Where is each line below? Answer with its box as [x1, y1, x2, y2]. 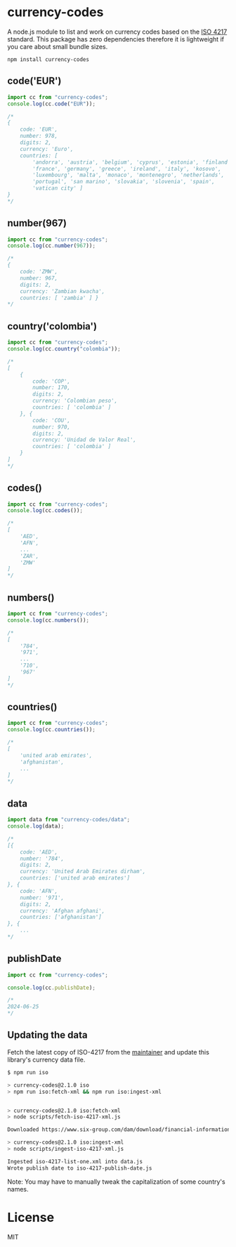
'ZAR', [20, 552, 39, 559]
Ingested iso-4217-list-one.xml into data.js [7, 1158, 143, 1165]
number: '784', [20, 855, 65, 862]
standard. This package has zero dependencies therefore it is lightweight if [7, 34, 225, 43]
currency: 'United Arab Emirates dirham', [20, 868, 146, 875]
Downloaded [7, 1126, 39, 1133]
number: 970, [32, 423, 71, 431]
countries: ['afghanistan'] [20, 914, 102, 921]
